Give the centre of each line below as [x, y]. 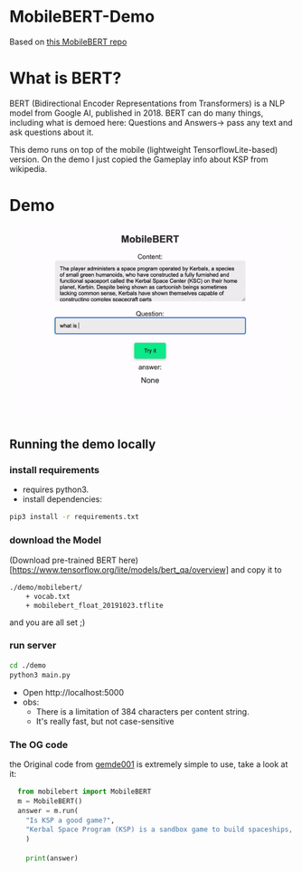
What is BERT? [66, 78]
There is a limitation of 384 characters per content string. [143, 711]
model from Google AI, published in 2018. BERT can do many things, [137, 113]
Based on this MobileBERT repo [68, 42]
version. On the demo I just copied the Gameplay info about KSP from [139, 159]
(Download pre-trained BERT [63, 560]
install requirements [54, 470]
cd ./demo [28, 665]
